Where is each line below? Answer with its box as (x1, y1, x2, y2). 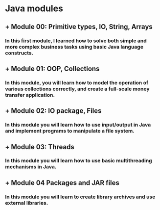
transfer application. (5, 91, 55, 98)
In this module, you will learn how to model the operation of (5, 79, 148, 86)
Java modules (5, 3, 64, 14)
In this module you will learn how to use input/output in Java (5, 121, 151, 128)
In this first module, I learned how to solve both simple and (5, 37, 147, 44)
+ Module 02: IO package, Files (5, 106, 102, 115)
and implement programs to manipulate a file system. (5, 128, 135, 134)
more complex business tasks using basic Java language (5, 43, 143, 50)
